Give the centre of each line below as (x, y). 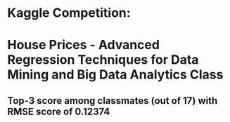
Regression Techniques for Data (103, 60)
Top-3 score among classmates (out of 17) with (113, 101)
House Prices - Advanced (84, 45)
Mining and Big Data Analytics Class (115, 75)
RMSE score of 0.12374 (59, 111)
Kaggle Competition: (69, 13)
